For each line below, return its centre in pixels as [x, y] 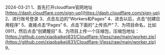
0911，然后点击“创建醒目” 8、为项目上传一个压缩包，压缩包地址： [72, 31]
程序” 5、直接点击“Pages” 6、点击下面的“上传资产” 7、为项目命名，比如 [83, 25]
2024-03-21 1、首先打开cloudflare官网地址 [49, 7]
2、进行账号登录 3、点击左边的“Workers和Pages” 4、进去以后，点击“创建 [81, 19]
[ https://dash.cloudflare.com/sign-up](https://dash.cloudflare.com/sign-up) [82, 13]
